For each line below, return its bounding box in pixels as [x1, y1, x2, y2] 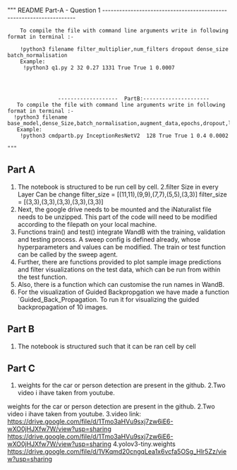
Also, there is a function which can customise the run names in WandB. [17, 280, 224, 288]
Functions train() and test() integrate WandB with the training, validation [17, 228, 226, 236]
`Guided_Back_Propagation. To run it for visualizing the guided [17, 295, 200, 303]
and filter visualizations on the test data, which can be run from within [17, 265, 221, 274]
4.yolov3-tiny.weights [112, 440, 176, 448]
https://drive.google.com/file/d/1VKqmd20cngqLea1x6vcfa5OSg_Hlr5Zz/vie [7, 447, 227, 456]
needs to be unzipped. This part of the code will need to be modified [17, 212, 217, 221]
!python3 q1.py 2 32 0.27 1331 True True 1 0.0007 [23, 64, 175, 71]
